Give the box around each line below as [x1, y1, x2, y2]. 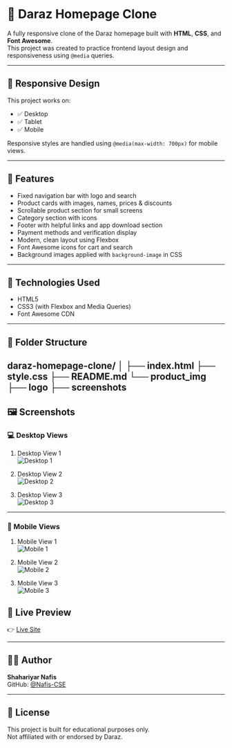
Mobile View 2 [17, 558, 59, 567]
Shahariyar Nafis [7, 673, 57, 681]
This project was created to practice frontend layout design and [7, 44, 188, 52]
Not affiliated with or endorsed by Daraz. [7, 732, 123, 740]
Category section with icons [17, 213, 97, 222]
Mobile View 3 [17, 579, 59, 587]
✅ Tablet [17, 117, 43, 125]
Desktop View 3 [17, 490, 63, 499]
